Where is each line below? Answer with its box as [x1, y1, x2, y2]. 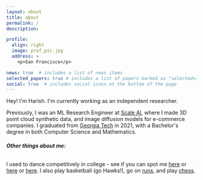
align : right [11, 42, 45, 48]
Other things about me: [6, 142, 66, 149]
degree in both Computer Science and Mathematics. [6, 128, 137, 135]
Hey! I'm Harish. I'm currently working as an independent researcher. [6, 98, 178, 105]
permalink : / [6, 20, 39, 26]
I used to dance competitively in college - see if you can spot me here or [6, 161, 187, 168]
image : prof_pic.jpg [11, 48, 63, 54]
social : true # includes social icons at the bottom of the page [6, 81, 177, 87]
